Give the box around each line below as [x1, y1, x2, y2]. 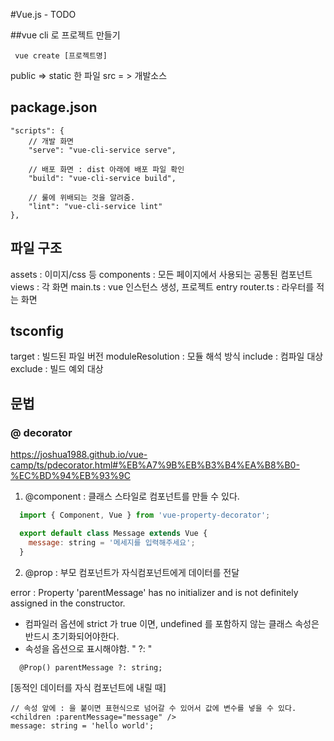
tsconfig [10, 323, 65, 340]
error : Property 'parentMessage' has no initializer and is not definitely [10, 586, 299, 598]
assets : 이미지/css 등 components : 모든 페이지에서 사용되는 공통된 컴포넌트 [10, 268, 313, 280]
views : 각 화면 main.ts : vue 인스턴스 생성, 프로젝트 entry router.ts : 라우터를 [10, 280, 315, 293]
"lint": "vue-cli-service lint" [28, 201, 163, 211]
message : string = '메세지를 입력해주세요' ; [28, 537, 196, 548]
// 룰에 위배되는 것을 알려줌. [28, 192, 136, 203]
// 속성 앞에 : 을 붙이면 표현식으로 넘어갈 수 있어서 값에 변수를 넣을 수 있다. [10, 703, 297, 713]
